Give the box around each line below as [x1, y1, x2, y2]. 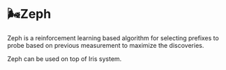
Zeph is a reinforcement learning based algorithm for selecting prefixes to [7, 33, 220, 42]
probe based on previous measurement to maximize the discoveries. [7, 41, 204, 49]
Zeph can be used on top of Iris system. [7, 54, 122, 63]
